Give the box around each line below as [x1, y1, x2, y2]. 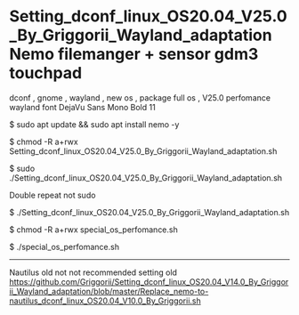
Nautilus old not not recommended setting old [9, 267, 178, 278]
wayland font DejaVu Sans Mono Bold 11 [9, 101, 156, 112]
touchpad [9, 63, 83, 84]
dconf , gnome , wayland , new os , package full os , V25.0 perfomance [9, 92, 271, 103]
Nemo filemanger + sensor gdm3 [9, 44, 259, 64]
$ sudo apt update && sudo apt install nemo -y [9, 118, 180, 130]
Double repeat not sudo [9, 190, 96, 200]
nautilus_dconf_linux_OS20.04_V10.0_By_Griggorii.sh [9, 295, 202, 306]
